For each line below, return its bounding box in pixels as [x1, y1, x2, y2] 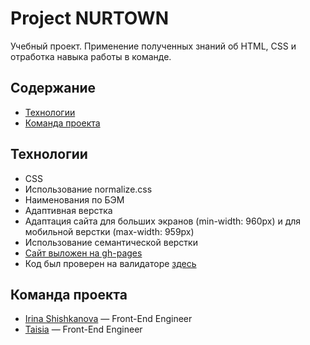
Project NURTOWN [10, 7, 169, 30]
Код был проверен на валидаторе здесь [24, 257, 197, 269]
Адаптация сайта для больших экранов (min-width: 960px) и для [24, 215, 302, 227]
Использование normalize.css [24, 183, 153, 195]
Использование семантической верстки [24, 236, 198, 248]
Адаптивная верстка [24, 204, 113, 216]
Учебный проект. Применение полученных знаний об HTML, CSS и [10, 40, 297, 52]
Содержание [10, 80, 97, 97]
